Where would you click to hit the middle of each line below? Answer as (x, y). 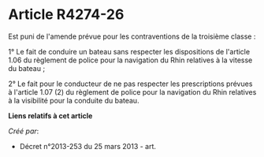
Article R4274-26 (66, 15)
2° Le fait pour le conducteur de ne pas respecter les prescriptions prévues (130, 84)
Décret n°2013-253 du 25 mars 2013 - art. (87, 146)
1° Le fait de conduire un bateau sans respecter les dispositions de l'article (129, 51)
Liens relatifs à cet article (50, 115)
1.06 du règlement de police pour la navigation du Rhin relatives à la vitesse (130, 60)
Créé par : (24, 131)
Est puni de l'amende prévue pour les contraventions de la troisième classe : (132, 36)
